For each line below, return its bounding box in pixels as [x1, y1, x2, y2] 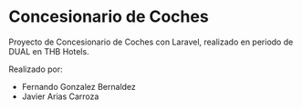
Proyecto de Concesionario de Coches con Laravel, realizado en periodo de [8, 36, 294, 47]
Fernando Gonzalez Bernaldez [21, 81, 136, 92]
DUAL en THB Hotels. [8, 45, 89, 56]
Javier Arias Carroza [21, 91, 99, 102]
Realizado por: [8, 64, 63, 74]
